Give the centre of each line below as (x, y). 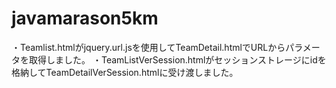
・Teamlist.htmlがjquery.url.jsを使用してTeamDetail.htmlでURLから (148, 47)
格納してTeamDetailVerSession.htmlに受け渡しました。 (125, 72)
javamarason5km (85, 18)
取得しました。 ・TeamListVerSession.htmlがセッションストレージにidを (177, 59)
